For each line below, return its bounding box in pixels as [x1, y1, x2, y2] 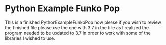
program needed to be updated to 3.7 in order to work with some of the [5, 30, 151, 36]
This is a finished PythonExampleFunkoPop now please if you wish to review [5, 19, 161, 25]
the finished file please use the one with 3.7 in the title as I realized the [5, 24, 149, 30]
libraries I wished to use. [5, 35, 55, 41]
